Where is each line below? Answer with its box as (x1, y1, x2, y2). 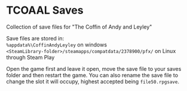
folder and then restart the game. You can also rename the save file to (6, 71, 178, 79)
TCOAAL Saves (6, 4, 84, 17)
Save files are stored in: (6, 34, 65, 42)
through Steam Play (6, 54, 55, 61)
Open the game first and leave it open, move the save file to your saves (6, 65, 182, 72)
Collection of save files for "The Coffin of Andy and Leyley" (6, 23, 152, 30)
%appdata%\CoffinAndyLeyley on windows (6, 41, 108, 48)
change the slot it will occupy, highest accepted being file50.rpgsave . (6, 78, 179, 85)
